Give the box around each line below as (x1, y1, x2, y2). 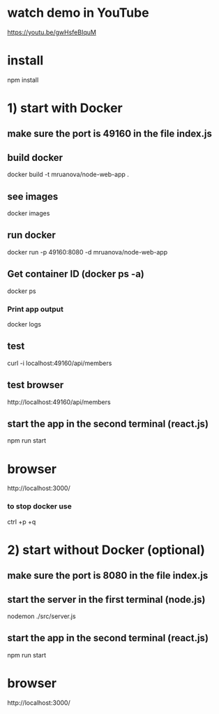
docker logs (7, 320, 42, 328)
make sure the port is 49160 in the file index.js (7, 128, 213, 140)
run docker (7, 229, 56, 241)
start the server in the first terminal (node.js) (7, 593, 206, 606)
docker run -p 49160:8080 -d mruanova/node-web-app (7, 248, 168, 256)
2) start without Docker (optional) (7, 542, 206, 557)
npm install (7, 76, 39, 84)
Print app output (7, 304, 64, 314)
